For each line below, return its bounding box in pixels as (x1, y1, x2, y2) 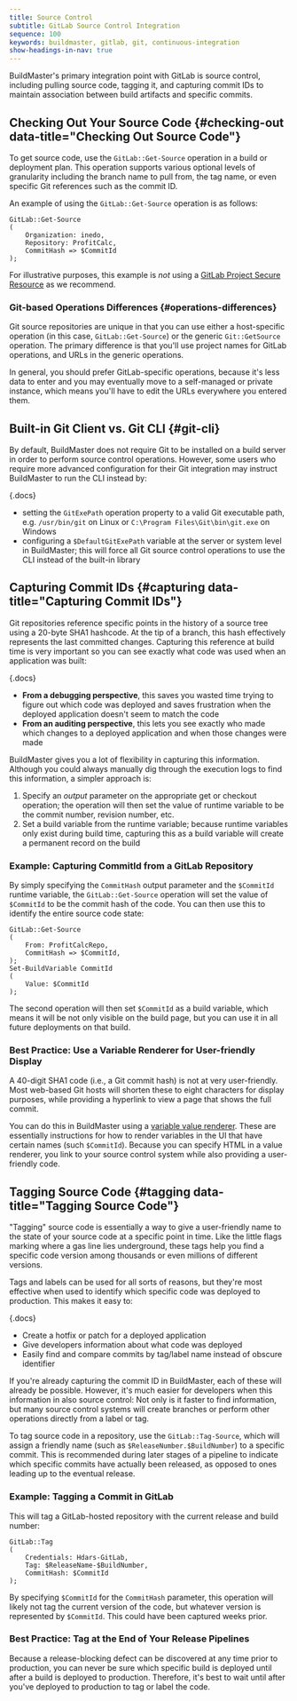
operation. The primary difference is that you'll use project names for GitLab (9, 340, 287, 351)
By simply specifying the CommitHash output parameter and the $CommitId (9, 880, 275, 891)
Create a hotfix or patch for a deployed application (21, 1330, 207, 1341)
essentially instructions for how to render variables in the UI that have (9, 1130, 263, 1141)
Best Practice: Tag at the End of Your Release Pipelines (9, 1633, 250, 1645)
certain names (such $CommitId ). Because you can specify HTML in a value (9, 1140, 283, 1150)
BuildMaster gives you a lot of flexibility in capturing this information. (9, 754, 260, 765)
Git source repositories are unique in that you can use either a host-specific (9, 322, 285, 332)
